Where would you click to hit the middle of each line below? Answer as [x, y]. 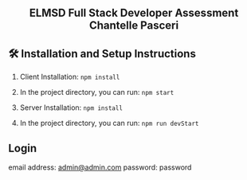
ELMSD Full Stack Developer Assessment [134, 13]
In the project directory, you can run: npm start [97, 92]
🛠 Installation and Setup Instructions [102, 54]
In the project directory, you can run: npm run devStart [109, 123]
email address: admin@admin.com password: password [100, 167]
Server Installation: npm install [71, 108]
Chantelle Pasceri [134, 26]
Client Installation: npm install [70, 77]
